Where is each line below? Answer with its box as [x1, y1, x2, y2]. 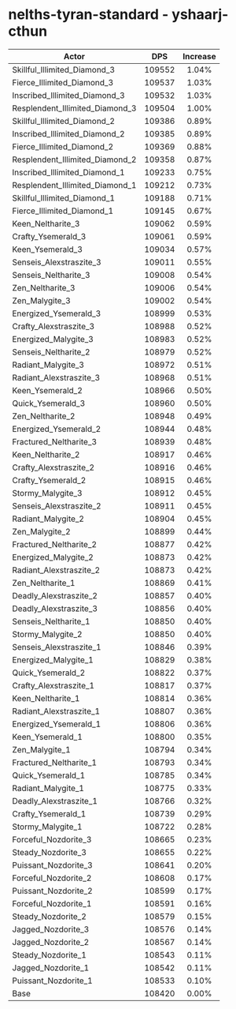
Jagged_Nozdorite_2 [12, 936, 90, 947]
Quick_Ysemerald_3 [12, 397, 86, 408]
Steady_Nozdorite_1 [12, 949, 87, 960]
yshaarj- [171, 6, 229, 24]
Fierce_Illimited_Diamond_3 [12, 77, 114, 88]
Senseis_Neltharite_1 [12, 616, 90, 627]
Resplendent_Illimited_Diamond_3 [12, 103, 137, 114]
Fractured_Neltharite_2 [12, 538, 97, 550]
